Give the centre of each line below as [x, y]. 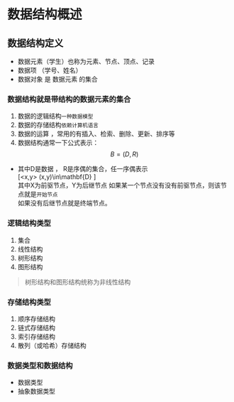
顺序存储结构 [36, 319]
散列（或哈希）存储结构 [52, 345]
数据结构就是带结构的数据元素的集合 [69, 99]
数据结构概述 [45, 15]
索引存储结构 [36, 336]
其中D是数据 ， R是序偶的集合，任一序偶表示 [83, 169]
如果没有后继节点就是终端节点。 [64, 203]
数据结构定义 [35, 43]
